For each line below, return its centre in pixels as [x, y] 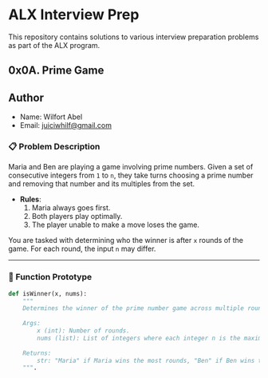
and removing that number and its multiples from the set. [102, 184]
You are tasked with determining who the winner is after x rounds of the [126, 241]
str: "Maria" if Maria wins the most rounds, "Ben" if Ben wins [146, 360]
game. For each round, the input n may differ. [82, 249]
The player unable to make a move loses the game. [115, 225]
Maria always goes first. [71, 208]
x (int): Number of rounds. [83, 331]
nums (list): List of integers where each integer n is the [139, 338]
